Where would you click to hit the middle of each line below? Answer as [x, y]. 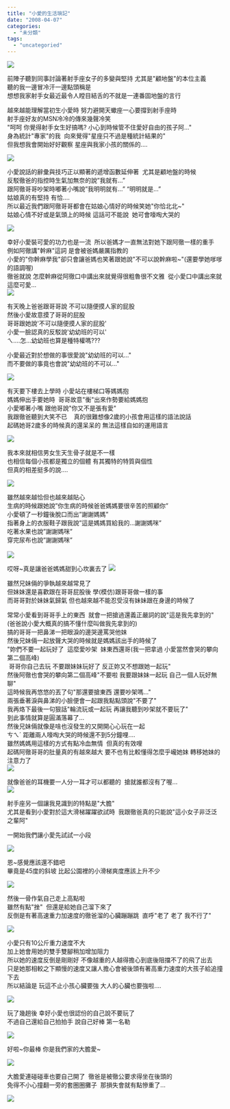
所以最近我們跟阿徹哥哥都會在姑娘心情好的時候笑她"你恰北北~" [96, 206]
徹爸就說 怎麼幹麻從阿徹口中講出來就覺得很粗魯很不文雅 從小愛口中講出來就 [115, 276]
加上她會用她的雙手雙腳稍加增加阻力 [58, 951]
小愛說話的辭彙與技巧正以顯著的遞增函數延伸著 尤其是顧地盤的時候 [102, 172]
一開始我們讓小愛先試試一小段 [49, 835]
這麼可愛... [22, 285]
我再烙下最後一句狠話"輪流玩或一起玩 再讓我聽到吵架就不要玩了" [98, 709]
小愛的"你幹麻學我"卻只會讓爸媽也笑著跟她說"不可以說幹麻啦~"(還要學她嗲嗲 [115, 259]
